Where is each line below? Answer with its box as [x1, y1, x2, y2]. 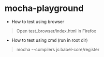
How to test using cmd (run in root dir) [11, 37, 88, 43]
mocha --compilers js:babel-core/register [16, 46, 100, 52]
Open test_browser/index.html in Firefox [16, 28, 96, 34]
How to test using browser [11, 19, 64, 24]
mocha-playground [4, 3, 84, 14]
